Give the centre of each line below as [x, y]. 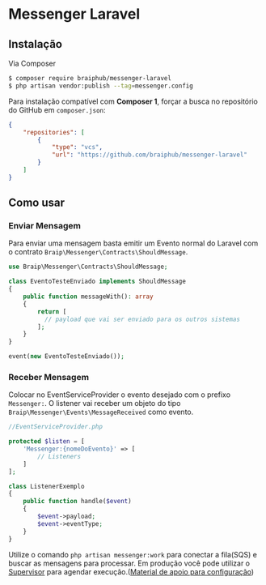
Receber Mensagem [49, 377]
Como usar [37, 203]
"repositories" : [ [54, 132]
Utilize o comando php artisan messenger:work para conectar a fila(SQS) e [133, 554]
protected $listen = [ [46, 442]
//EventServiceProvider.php [56, 427]
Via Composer [32, 63]
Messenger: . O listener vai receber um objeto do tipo [95, 404]
